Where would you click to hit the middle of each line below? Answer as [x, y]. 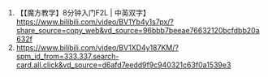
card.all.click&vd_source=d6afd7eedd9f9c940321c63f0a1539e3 [123, 65]
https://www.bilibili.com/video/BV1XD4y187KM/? [97, 47]
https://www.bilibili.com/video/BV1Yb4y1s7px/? [95, 22]
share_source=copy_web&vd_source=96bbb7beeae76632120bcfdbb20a [138, 30]
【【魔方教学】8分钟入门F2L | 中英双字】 [83, 13]
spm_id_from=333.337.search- [67, 56]
